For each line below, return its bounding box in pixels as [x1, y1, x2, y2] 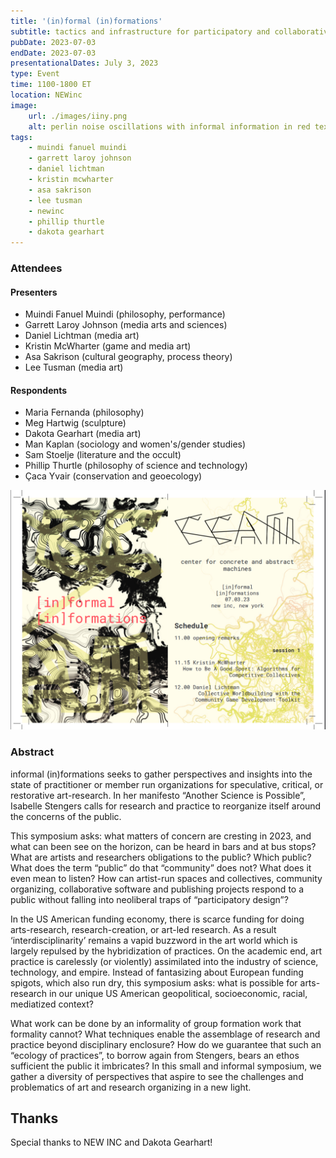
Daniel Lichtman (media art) [24, 330, 140, 342]
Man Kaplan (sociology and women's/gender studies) [24, 438, 247, 450]
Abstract [10, 745, 55, 759]
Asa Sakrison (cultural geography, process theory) [24, 351, 233, 363]
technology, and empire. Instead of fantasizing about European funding [10, 966, 304, 978]
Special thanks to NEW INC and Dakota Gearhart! [10, 1136, 213, 1149]
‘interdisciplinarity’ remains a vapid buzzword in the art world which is [10, 934, 298, 946]
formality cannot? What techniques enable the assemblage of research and [10, 1028, 321, 1040]
